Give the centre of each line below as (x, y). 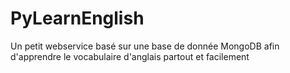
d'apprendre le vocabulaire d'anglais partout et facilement (130, 56)
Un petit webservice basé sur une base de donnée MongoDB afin (145, 46)
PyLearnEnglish (77, 18)
